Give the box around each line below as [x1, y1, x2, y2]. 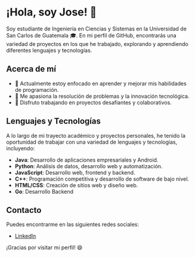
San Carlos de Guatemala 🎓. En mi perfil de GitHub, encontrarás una [6, 32, 177, 39]
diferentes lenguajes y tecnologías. [6, 47, 92, 54]
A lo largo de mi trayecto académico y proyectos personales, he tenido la [6, 132, 186, 139]
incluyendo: [6, 144, 35, 151]
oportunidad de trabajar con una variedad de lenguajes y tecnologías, [6, 138, 178, 145]
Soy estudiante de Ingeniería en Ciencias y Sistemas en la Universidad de [6, 25, 187, 32]
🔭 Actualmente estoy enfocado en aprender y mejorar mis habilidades [14, 80, 187, 87]
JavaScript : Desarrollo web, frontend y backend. [14, 169, 135, 176]
